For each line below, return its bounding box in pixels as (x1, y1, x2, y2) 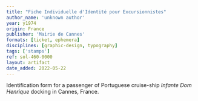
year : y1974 (6, 20, 36, 26)
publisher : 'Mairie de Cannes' (6, 31, 85, 37)
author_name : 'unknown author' (6, 15, 85, 21)
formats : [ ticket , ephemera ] (6, 37, 80, 43)
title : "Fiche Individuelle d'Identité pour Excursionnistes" (6, 8, 167, 15)
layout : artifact (6, 59, 50, 65)
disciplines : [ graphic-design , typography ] (6, 43, 118, 49)
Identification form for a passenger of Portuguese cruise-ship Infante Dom (6, 82, 192, 89)
